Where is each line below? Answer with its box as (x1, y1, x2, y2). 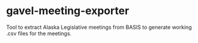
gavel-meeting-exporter (6, 4, 129, 18)
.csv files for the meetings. (6, 29, 72, 37)
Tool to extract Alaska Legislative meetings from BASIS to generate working (6, 24, 192, 31)
